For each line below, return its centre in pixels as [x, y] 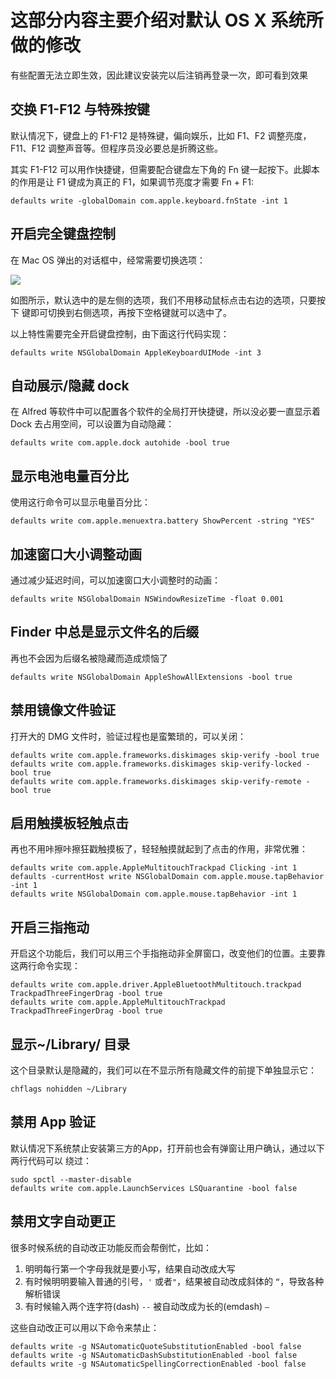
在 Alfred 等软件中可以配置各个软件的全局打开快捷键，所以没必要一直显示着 [165, 412]
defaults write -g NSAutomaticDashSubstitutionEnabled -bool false [154, 1355]
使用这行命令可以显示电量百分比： [80, 502]
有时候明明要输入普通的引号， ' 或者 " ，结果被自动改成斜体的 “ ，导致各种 [174, 1281]
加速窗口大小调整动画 [76, 554]
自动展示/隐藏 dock [70, 385]
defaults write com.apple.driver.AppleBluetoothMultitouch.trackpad [156, 985]
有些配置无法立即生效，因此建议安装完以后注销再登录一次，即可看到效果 [159, 75]
